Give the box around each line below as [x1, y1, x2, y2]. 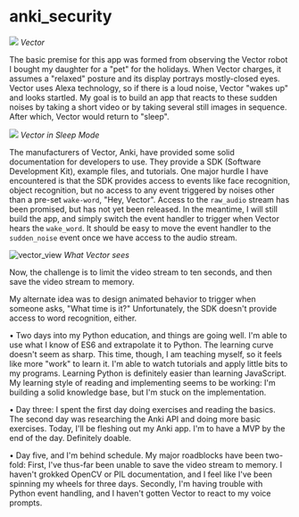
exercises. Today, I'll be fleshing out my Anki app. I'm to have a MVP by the [9, 422, 286, 434]
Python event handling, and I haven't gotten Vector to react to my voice [9, 488, 271, 498]
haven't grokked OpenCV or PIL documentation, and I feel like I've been [9, 469, 273, 479]
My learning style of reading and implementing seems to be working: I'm [9, 377, 277, 388]
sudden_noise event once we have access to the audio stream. [9, 232, 238, 243]
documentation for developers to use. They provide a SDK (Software [9, 156, 262, 167]
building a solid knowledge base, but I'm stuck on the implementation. [9, 387, 267, 397]
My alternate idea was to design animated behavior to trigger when [9, 293, 256, 304]
